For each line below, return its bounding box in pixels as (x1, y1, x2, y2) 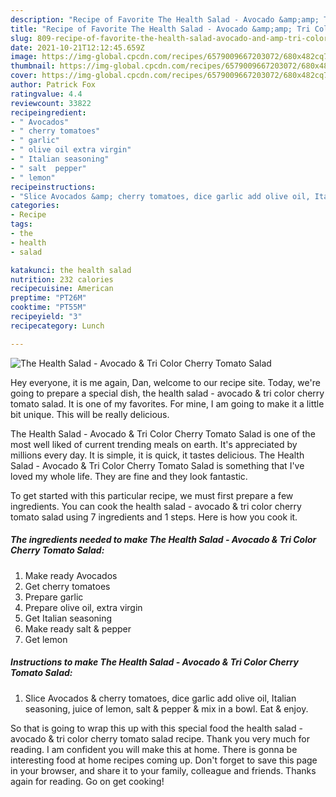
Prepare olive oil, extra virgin (24, 601, 143, 613)
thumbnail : (10, 61, 56, 71)
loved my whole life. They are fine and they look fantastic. (10, 470, 248, 482)
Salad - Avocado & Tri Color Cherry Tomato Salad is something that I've (10, 459, 305, 471)
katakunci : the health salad (10, 265, 132, 275)
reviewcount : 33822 (10, 98, 92, 108)
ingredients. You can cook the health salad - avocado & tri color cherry (10, 500, 302, 512)
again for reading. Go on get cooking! (10, 775, 165, 787)
